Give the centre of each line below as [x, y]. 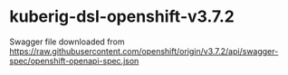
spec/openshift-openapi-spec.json [74, 61]
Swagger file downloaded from [67, 42]
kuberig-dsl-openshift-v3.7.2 [122, 17]
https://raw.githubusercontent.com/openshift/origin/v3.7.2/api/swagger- [144, 51]
